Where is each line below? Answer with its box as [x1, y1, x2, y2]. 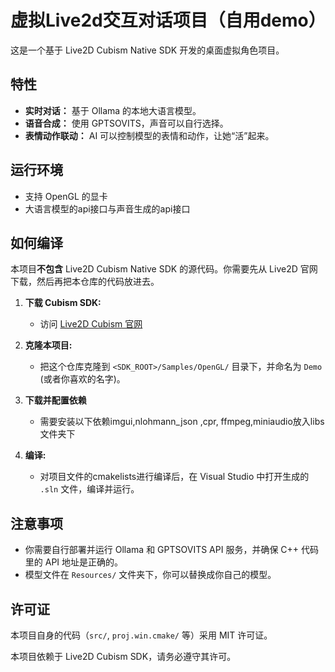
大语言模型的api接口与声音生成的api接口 [24, 202, 191, 215]
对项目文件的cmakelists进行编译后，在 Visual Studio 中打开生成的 [39, 471, 310, 483]
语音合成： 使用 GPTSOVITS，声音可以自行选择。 [24, 117, 229, 129]
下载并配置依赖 [24, 394, 87, 406]
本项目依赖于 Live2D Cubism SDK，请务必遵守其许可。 [10, 651, 237, 662]
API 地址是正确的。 [44, 556, 124, 568]
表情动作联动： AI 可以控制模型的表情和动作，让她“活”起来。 [24, 129, 275, 141]
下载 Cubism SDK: [24, 297, 102, 309]
